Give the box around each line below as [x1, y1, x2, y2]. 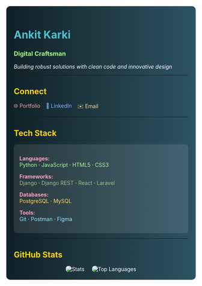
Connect [14, 86, 47, 96]
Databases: [19, 191, 49, 198]
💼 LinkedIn [46, 102, 72, 110]
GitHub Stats [14, 249, 63, 260]
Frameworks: [19, 173, 54, 180]
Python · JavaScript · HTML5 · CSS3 [19, 161, 109, 169]
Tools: [19, 209, 35, 216]
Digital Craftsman [14, 49, 66, 58]
